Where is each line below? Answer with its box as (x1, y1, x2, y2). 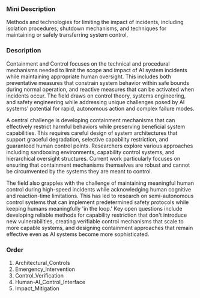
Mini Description (6, 5, 56, 13)
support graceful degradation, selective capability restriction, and (6, 135, 169, 143)
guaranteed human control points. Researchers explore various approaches (6, 142, 193, 149)
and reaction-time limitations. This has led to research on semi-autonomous (6, 192, 194, 199)
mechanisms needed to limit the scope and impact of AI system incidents (6, 66, 187, 73)
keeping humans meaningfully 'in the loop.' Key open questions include (6, 205, 183, 212)
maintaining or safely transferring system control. (6, 31, 129, 39)
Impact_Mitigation (14, 285, 59, 292)
